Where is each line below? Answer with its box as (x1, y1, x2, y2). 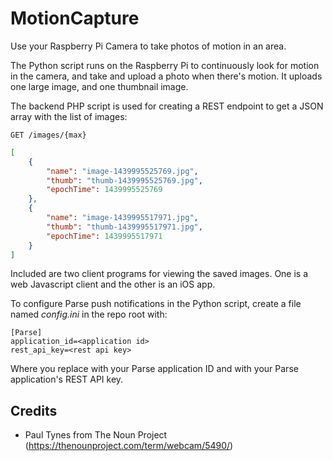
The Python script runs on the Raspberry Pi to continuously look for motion (10, 59, 320, 71)
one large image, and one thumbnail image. (10, 80, 189, 92)
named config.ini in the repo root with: (10, 308, 168, 321)
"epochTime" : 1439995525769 (46, 185, 163, 195)
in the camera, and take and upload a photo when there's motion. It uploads (10, 70, 323, 82)
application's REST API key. (10, 373, 124, 386)
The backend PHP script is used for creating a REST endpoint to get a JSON (10, 100, 324, 112)
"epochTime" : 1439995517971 (46, 231, 163, 241)
